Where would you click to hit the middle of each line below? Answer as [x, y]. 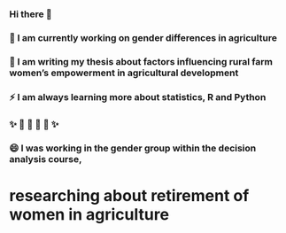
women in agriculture [89, 214]
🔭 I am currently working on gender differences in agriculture [143, 37]
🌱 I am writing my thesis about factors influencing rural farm [141, 61]
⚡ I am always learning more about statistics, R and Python [138, 97]
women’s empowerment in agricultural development [124, 73]
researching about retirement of [129, 195]
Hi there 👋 [31, 14]
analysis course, [46, 159]
